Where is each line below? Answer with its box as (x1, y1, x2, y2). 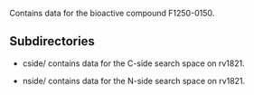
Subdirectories (9, 33, 95, 49)
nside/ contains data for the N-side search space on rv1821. (22, 75, 246, 86)
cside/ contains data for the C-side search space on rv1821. (22, 58, 246, 69)
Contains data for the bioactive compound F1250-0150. (9, 8, 215, 18)
